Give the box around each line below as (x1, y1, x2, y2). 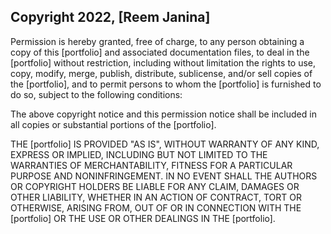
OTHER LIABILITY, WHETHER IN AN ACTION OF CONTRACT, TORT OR (10, 191, 302, 203)
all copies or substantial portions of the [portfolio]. (10, 118, 217, 130)
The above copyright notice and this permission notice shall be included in (10, 108, 317, 120)
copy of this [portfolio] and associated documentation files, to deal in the (10, 46, 310, 58)
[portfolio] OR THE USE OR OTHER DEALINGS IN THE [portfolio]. (10, 212, 276, 224)
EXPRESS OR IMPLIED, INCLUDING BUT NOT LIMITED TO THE (10, 148, 268, 160)
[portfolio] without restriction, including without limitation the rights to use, (10, 56, 317, 69)
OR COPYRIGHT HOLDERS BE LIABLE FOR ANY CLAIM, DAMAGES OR (10, 180, 300, 192)
